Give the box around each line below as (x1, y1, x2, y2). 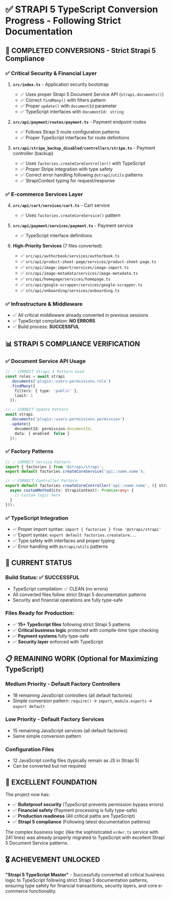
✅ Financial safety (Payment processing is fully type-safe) (12, 807, 137, 813)
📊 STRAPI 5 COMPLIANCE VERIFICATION (5, 339, 140, 348)
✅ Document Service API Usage (5, 357, 86, 365)
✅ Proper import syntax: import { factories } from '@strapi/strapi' (12, 526, 161, 532)
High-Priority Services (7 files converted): (12, 243, 103, 249)
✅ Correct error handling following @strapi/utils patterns (20, 171, 143, 178)
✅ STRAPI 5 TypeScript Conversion (5, 4, 158, 15)
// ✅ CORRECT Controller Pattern (5, 479, 78, 484)
